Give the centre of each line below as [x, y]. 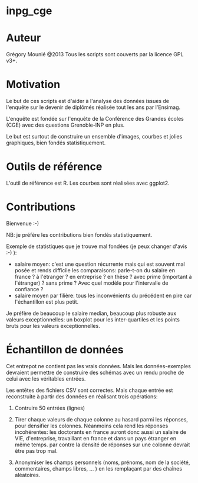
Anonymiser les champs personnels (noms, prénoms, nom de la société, [102, 462]
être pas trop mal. [36, 450]
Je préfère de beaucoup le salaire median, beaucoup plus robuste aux [91, 313]
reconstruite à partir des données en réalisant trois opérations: [82, 396]
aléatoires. [27, 475]
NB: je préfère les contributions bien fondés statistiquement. [79, 234]
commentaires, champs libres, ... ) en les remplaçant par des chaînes [98, 468]
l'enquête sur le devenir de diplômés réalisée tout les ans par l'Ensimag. [93, 107]
